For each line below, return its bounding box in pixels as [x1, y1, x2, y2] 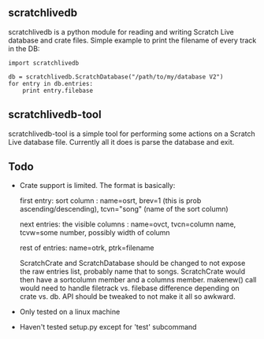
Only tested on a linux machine [19, 307, 121, 317]
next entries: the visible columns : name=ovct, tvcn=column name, [19, 219, 236, 229]
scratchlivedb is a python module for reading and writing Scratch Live [8, 27, 235, 36]
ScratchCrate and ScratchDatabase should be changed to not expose [19, 259, 246, 268]
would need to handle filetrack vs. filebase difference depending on [19, 283, 240, 293]
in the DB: [8, 43, 40, 53]
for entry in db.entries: [8, 79, 93, 87]
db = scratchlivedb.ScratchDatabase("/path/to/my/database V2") [8, 72, 224, 81]
